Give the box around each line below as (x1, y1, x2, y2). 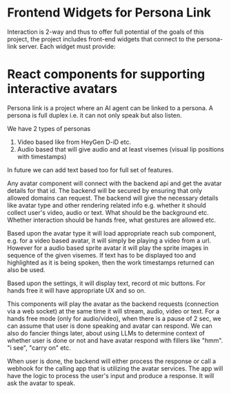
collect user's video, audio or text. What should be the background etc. (7, 208, 209, 216)
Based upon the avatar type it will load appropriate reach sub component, (7, 229, 217, 237)
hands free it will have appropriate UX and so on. (7, 286, 146, 294)
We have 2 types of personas (7, 124, 91, 132)
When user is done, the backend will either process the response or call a (7, 357, 217, 365)
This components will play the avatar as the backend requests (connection (7, 300, 219, 308)
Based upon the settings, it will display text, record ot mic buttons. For (7, 279, 205, 287)
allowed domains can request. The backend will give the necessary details (7, 194, 219, 202)
